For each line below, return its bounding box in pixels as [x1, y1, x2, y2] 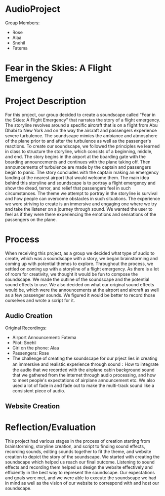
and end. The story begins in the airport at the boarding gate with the [5, 154, 146, 160]
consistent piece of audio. [12, 387, 66, 393]
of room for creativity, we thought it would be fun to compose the [5, 271, 138, 277]
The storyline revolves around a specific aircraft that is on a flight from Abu [5, 122, 158, 128]
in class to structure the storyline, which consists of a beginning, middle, [5, 149, 153, 154]
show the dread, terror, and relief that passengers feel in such [5, 185, 131, 191]
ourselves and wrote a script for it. [5, 298, 75, 303]
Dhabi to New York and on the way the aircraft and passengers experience [5, 127, 157, 134]
